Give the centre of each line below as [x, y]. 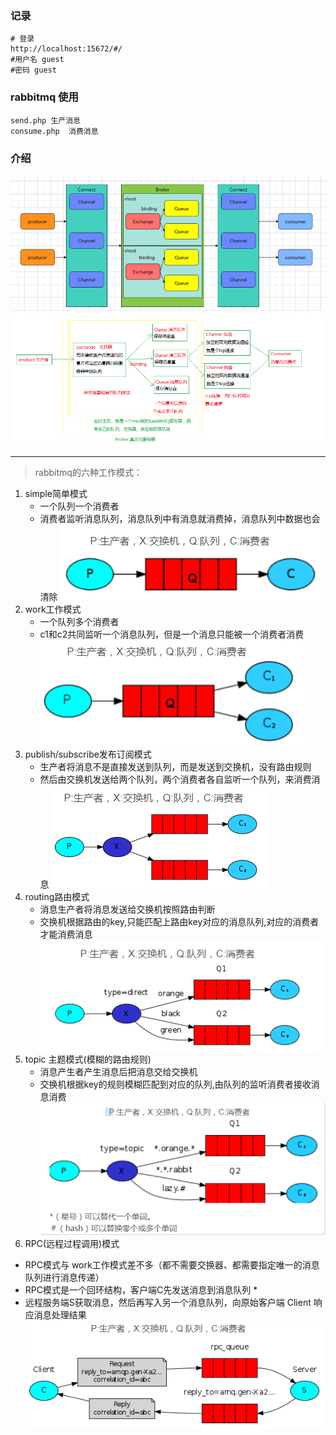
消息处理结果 [60, 1314]
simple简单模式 [56, 493]
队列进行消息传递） [64, 1277]
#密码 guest [33, 70]
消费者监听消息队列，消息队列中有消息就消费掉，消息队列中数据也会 [180, 518]
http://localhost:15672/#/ [66, 49]
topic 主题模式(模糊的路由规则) [88, 1059]
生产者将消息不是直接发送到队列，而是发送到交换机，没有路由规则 [175, 766]
